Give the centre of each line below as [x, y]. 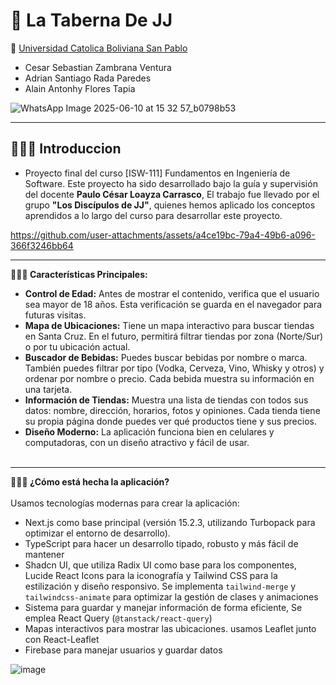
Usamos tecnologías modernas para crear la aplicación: [125, 503]
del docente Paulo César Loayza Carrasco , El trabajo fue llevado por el [172, 194]
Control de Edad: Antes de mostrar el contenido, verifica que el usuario [172, 293]
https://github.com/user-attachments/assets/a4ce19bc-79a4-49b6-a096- [163, 235]
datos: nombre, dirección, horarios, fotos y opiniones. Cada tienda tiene [172, 410]
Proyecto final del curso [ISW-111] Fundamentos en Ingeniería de [157, 173]
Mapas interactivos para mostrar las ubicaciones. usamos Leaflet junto [170, 628]
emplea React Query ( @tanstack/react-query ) [118, 618]
